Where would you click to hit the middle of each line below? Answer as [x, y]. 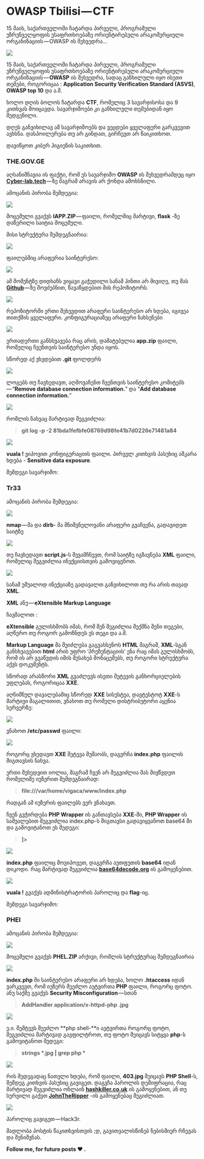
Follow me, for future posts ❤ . [46, 1149]
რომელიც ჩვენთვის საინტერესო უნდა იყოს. [63, 347]
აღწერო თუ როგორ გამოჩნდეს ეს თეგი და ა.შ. [67, 633]
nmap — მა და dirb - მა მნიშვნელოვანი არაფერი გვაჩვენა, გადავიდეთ [97, 524]
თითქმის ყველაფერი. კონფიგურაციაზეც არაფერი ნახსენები [85, 318]
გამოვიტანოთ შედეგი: [35, 1041]
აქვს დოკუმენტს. [28, 664]
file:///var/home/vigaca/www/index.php [74, 790]
